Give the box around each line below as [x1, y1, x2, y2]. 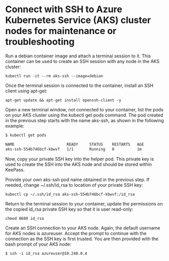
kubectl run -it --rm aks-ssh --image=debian [5, 73, 103, 78]
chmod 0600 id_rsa [5, 216, 44, 221]
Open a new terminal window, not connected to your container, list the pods [5, 106, 164, 112]
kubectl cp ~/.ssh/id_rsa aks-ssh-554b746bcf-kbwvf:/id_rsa [5, 192, 136, 197]
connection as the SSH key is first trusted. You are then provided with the [5, 236, 159, 242]
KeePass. [5, 166, 25, 172]
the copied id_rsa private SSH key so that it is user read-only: [5, 206, 133, 212]
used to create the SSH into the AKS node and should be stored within [5, 161, 152, 167]
